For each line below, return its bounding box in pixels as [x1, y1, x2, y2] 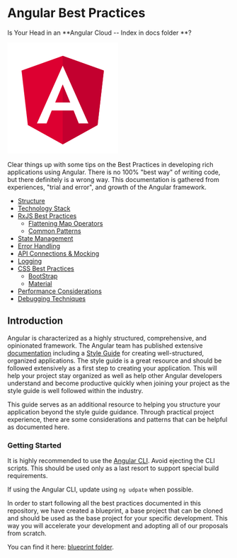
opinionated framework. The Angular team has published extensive [7, 341, 203, 350]
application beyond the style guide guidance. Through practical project [7, 407, 214, 416]
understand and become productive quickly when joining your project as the [7, 379, 230, 387]
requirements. [7, 472, 48, 480]
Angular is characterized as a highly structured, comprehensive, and [7, 334, 207, 342]
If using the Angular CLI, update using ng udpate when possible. [7, 485, 194, 494]
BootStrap [28, 271, 58, 280]
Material [28, 279, 52, 287]
